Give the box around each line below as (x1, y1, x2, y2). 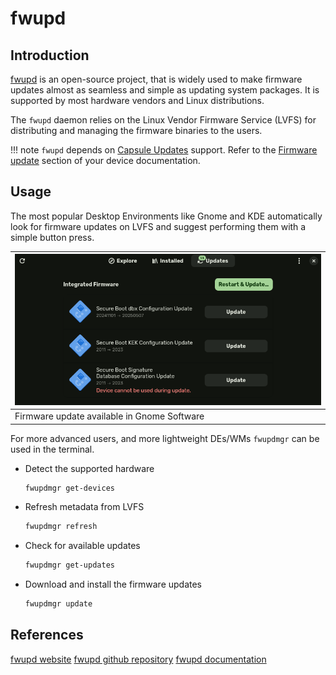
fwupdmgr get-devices (24, 483, 115, 493)
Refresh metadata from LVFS (24, 501, 145, 513)
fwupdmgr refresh (24, 522, 98, 532)
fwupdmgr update (24, 599, 93, 609)
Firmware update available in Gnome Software (14, 410, 205, 422)
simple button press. (10, 231, 95, 243)
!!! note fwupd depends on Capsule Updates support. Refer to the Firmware (10, 144, 318, 156)
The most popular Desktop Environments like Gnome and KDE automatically (10, 210, 323, 222)
